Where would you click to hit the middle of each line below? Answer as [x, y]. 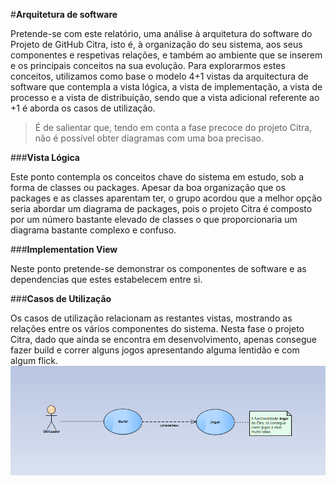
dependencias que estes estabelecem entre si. [106, 279]
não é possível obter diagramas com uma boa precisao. [149, 138]
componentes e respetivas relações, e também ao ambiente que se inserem [166, 55]
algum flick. [34, 360]
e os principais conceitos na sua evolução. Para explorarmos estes [148, 65]
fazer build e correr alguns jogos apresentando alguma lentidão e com [155, 350]
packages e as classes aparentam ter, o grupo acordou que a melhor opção [166, 198]
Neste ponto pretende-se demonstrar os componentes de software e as [158, 268]
